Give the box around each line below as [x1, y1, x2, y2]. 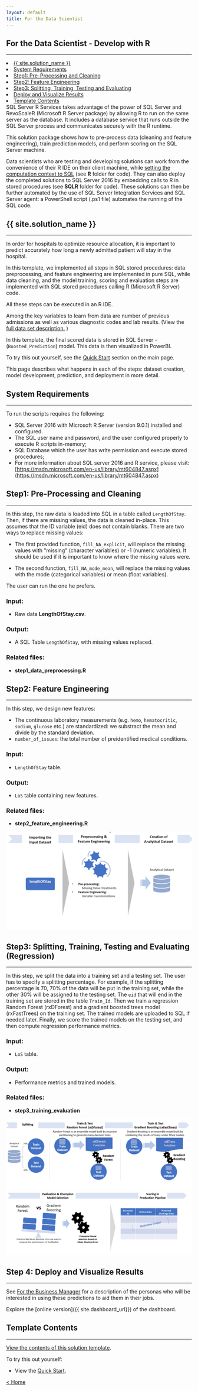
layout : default [6, 9, 46, 15]
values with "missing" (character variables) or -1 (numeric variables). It [14, 547, 187, 554]
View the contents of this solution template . [6, 1344, 112, 1351]
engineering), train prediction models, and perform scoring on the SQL [6, 140, 177, 147]
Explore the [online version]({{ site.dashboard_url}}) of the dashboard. [6, 1305, 177, 1312]
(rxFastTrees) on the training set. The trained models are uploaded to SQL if [6, 1010, 190, 1017]
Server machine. [6, 147, 46, 154]
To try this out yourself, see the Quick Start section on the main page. [6, 354, 175, 361]
